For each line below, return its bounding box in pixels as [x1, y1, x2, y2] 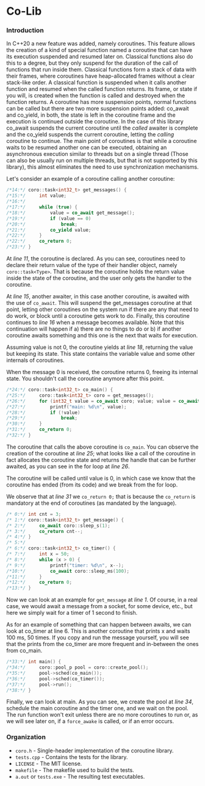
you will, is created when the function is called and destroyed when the [6, 92, 185, 99]
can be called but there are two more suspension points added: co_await [6, 105, 189, 112]
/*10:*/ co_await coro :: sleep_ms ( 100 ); [6, 568, 130, 574]
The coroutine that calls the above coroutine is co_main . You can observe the [6, 443, 199, 450]
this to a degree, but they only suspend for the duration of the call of [6, 59, 178, 67]
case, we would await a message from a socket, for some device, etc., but [6, 603, 193, 610]
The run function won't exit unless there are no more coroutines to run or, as [6, 711, 198, 719]
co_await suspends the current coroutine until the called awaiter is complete [6, 124, 198, 132]
